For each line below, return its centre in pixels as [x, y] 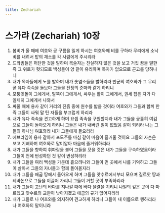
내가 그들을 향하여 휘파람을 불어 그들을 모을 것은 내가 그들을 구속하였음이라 [84, 150]
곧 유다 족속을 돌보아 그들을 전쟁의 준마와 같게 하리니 [63, 88]
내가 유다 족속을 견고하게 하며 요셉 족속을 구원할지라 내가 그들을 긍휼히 [80, 118]
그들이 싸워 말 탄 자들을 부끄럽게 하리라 [55, 112]
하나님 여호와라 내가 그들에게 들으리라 [58, 131]
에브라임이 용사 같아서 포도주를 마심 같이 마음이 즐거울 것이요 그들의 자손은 [84, 137]
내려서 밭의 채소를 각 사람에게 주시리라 [59, 56]
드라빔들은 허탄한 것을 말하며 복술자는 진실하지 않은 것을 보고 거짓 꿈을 [80, 63]
